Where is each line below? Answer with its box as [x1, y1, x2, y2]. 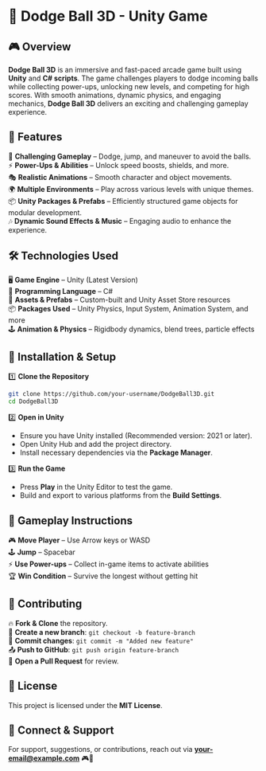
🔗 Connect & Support [8, 724, 114, 738]
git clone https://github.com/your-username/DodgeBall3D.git [8, 390, 215, 398]
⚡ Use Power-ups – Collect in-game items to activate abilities [8, 559, 209, 569]
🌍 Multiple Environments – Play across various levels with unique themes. [8, 184, 254, 194]
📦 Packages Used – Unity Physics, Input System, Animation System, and [8, 303, 249, 313]
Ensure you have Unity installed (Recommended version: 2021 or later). [19, 431, 253, 440]
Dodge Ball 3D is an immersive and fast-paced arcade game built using [8, 65, 242, 74]
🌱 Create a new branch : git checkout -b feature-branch [8, 627, 196, 636]
